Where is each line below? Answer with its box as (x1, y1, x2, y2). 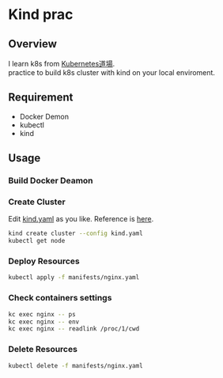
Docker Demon (19, 112, 70, 121)
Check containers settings (8, 293, 112, 304)
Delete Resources (8, 344, 77, 355)
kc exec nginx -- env (8, 318, 80, 326)
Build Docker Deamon (8, 176, 93, 187)
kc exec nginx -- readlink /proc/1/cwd (8, 325, 140, 333)
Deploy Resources (8, 255, 81, 266)
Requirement (8, 91, 74, 104)
